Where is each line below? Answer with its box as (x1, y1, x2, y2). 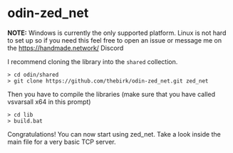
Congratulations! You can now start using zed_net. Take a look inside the (7, 130, 221, 138)
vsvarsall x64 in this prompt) (7, 97, 91, 106)
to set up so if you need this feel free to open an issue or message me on (7, 36, 222, 44)
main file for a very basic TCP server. (7, 137, 116, 146)
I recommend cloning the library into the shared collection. (7, 57, 178, 65)
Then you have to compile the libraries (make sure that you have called (7, 90, 216, 98)
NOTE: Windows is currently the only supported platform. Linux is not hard (7, 28, 227, 37)
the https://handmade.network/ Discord (7, 43, 124, 52)
